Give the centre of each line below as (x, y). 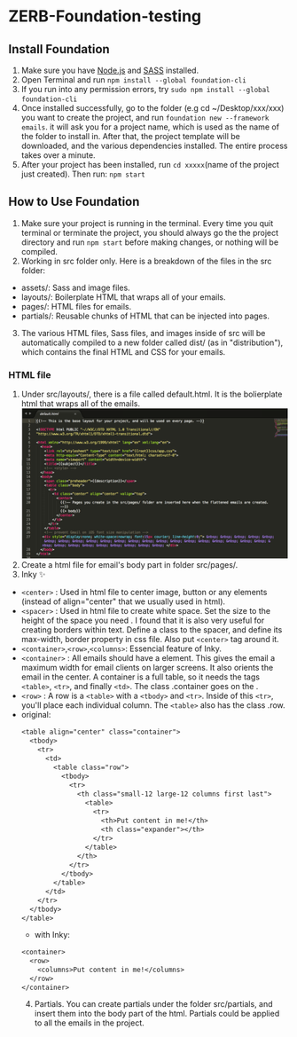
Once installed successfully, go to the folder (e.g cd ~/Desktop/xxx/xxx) (152, 108)
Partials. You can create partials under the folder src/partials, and (153, 1004)
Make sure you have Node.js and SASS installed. (110, 70)
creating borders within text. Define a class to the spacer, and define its (152, 630)
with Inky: (52, 935)
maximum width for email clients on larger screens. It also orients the (147, 668)
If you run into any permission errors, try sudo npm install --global (146, 89)
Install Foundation (59, 49)
